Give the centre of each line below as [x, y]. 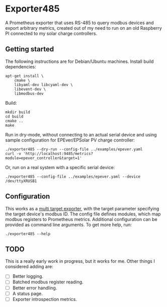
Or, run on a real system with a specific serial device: [60, 167]
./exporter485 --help [28, 234]
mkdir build [18, 112]
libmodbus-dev [29, 94]
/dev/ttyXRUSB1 [21, 181]
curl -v [13, 153]
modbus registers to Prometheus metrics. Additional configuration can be [81, 219]
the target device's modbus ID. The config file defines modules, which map [83, 214]
